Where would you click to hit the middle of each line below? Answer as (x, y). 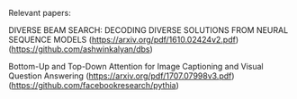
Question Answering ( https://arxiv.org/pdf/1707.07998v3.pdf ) (121, 76)
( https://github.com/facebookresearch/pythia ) (94, 85)
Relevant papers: (40, 13)
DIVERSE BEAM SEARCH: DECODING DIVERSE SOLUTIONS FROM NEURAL (148, 30)
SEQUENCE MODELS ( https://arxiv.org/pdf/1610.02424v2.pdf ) (124, 40)
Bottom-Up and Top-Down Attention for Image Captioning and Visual (136, 66)
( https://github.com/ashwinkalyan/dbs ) (81, 49)
